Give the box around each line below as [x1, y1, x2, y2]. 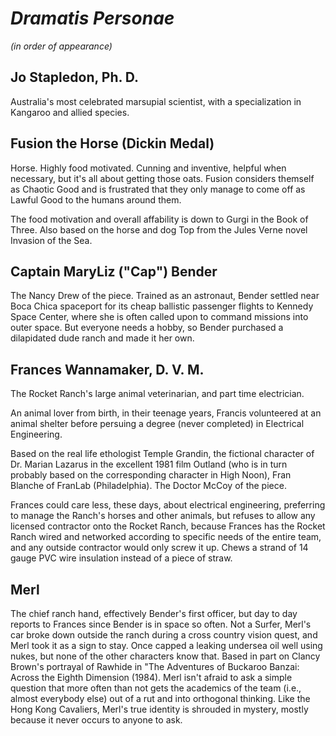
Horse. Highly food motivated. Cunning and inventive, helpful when [10, 162, 287, 174]
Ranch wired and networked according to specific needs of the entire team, [10, 531, 322, 543]
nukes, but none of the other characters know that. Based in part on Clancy [10, 650, 321, 662]
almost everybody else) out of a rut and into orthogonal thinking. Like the [10, 693, 311, 704]
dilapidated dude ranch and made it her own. [10, 332, 195, 344]
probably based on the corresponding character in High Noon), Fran [10, 469, 292, 481]
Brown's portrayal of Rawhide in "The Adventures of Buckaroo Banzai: [10, 661, 300, 672]
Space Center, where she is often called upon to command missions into [10, 311, 309, 323]
